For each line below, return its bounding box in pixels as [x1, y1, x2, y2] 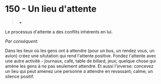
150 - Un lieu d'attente [5, 3, 97, 15]
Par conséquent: [5, 38, 39, 44]
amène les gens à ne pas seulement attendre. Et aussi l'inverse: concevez [5, 63, 154, 69]
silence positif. [5, 73, 34, 79]
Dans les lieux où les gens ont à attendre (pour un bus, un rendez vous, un [5, 48, 155, 53]
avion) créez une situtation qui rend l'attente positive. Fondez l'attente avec [5, 52, 157, 59]
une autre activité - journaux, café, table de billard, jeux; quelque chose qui [5, 58, 156, 64]
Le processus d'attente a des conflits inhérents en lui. [5, 29, 113, 34]
